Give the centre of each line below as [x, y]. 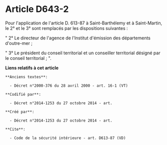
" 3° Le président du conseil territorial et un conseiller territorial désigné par [83, 53]
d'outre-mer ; [19, 43]
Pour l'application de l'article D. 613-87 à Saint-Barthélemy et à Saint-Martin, [84, 23]
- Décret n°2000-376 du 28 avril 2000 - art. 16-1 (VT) [69, 86]
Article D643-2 [37, 9]
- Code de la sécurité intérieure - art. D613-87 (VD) [68, 138]
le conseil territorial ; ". [28, 58]
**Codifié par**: [23, 94]
